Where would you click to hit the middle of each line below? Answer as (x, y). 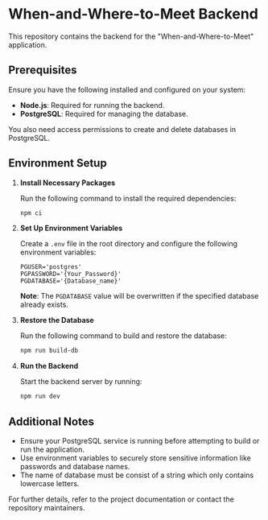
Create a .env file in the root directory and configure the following (129, 244)
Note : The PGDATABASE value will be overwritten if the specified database (139, 296)
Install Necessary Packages (68, 183)
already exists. (44, 305)
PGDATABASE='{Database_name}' (71, 281)
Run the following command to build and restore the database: (123, 336)
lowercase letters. (49, 483)
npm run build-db (49, 351)
